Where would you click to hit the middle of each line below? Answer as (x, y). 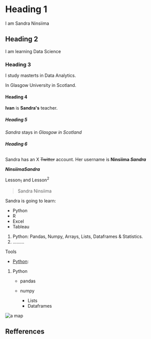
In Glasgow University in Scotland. (41, 85)
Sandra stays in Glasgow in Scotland (44, 132)
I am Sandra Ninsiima (27, 23)
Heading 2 (22, 39)
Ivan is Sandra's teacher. (31, 108)
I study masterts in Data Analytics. (41, 76)
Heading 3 (18, 64)
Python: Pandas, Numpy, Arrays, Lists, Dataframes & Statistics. (78, 236)
